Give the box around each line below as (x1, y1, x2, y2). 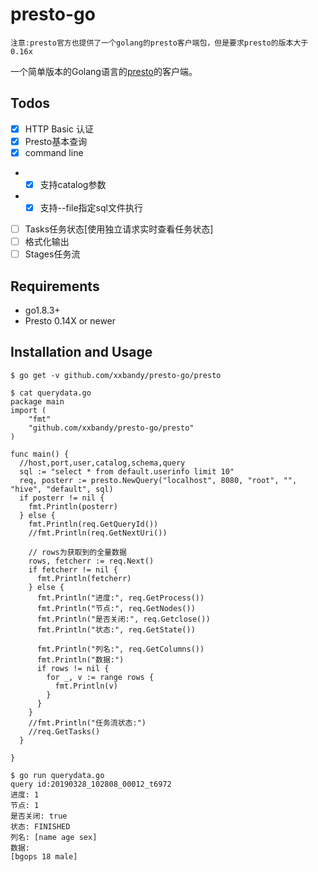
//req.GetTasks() (28, 726, 101, 737)
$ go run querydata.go (10, 770, 105, 780)
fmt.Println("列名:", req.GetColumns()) (36, 644, 205, 654)
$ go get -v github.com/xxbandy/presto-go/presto (10, 370, 222, 380)
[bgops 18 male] (10, 851, 78, 862)
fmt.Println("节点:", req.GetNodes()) (36, 603, 196, 613)
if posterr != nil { (19, 493, 105, 503)
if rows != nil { (36, 663, 110, 673)
